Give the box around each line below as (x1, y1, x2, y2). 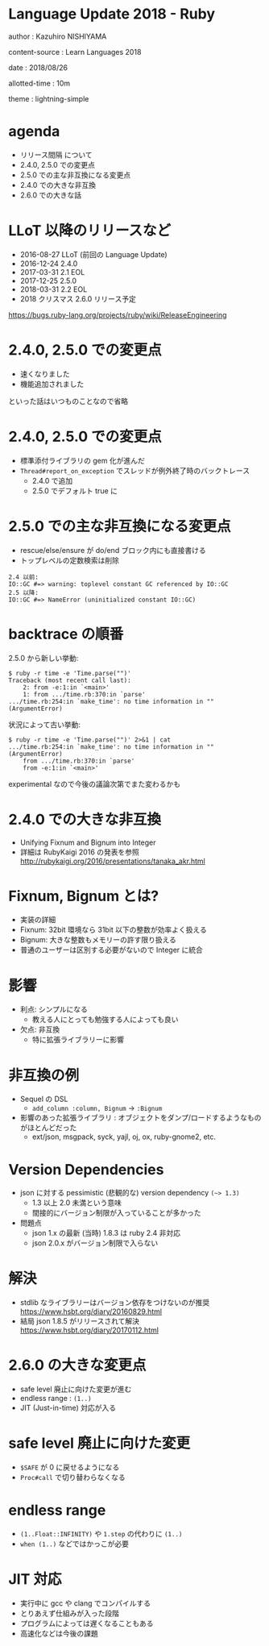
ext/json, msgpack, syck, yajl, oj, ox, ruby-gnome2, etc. (31, 1132, 216, 1141)
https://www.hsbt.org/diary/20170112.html (19, 1325, 159, 1335)
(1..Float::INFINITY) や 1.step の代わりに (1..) (19, 1529, 183, 1538)
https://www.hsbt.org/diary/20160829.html (19, 1307, 163, 1316)
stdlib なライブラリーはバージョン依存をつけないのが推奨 (19, 1298, 210, 1307)
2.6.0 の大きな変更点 (8, 1356, 147, 1374)
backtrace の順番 (8, 625, 124, 643)
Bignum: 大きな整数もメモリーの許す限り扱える (19, 935, 177, 945)
